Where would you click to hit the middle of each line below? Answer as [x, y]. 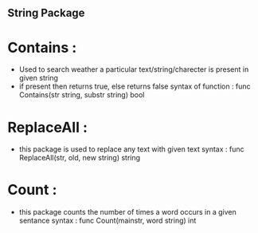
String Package [46, 13]
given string [39, 78]
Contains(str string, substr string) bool [82, 95]
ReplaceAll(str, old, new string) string [80, 158]
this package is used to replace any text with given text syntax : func [131, 149]
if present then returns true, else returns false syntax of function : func [135, 86]
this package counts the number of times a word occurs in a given [127, 212]
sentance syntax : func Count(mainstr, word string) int [107, 221]
